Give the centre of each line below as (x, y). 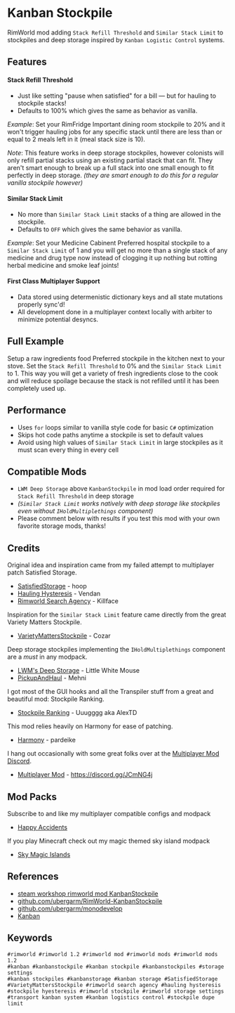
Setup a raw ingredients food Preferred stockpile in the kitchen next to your (116, 358)
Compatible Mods (47, 471)
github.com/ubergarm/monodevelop (70, 908)
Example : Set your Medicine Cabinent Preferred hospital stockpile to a (109, 243)
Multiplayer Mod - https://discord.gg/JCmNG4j (85, 775)
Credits (24, 548)
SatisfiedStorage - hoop (52, 586)
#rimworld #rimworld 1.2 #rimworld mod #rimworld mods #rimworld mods (113, 954)
